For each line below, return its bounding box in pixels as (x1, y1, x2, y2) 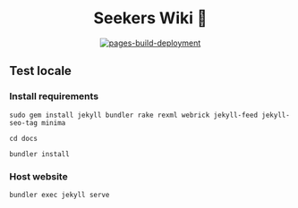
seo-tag (9, 118, 38, 128)
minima (41, 118, 66, 128)
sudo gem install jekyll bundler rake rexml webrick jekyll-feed (9, 111, 258, 120)
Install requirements (9, 90, 99, 103)
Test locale (9, 63, 72, 79)
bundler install (9, 149, 70, 159)
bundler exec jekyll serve (9, 190, 110, 199)
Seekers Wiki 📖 (93, 8, 208, 29)
